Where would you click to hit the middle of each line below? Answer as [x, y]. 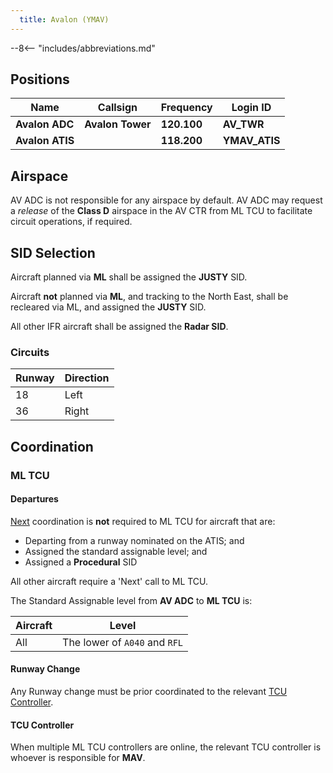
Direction [87, 378]
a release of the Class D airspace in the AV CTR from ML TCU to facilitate [161, 211]
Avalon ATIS [45, 141]
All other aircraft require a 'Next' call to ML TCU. [109, 581]
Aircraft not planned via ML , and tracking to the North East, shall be [149, 297]
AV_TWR [243, 124]
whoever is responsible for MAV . [78, 758]
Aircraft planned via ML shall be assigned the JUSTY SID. [129, 277]
